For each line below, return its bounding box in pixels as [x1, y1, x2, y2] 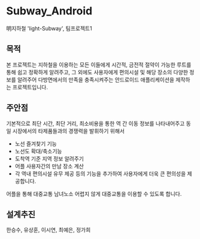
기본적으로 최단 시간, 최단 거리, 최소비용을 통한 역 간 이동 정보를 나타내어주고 [6, 120, 185, 127]
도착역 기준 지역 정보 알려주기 [14, 155, 84, 162]
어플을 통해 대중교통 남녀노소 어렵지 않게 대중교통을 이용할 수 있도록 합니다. [6, 190, 182, 197]
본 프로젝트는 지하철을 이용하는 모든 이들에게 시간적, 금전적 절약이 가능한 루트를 [6, 61, 192, 68]
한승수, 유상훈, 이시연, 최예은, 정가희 [6, 226, 91, 234]
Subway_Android [6, 4, 93, 18]
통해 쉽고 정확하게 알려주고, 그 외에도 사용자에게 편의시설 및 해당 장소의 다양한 [6, 68, 189, 75]
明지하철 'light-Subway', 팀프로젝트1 [6, 25, 92, 32]
